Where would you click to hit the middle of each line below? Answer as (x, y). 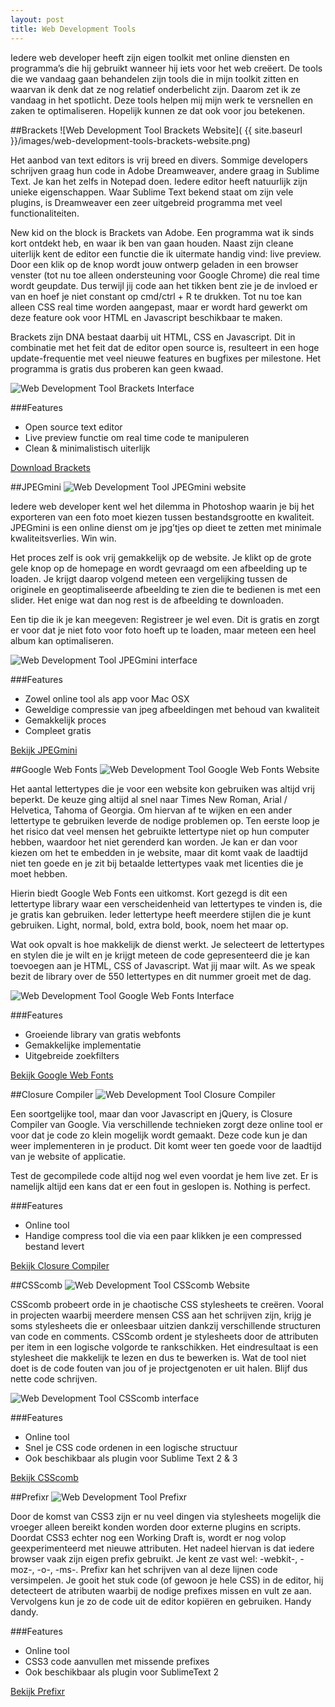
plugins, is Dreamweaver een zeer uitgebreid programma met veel (146, 202)
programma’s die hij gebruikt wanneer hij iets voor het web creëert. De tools (166, 68)
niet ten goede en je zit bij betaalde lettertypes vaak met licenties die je (157, 863)
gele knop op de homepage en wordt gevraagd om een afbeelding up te (159, 568)
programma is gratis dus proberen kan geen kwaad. (117, 368)
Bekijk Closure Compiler (60, 1265)
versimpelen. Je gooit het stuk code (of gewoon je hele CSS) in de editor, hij (167, 1580)
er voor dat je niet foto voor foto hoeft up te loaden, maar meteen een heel (163, 630)
